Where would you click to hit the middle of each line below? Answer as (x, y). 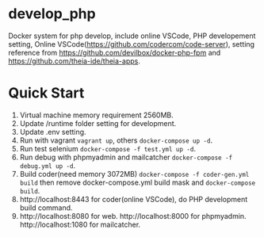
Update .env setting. (53, 132)
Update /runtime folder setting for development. (98, 123)
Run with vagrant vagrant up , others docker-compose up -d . (116, 140)
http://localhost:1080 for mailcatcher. (80, 224)
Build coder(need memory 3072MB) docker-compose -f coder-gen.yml (134, 174)
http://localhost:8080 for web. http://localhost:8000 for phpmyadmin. (133, 216)
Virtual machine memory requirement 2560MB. (96, 115)
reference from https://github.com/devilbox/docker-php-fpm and (115, 52)
